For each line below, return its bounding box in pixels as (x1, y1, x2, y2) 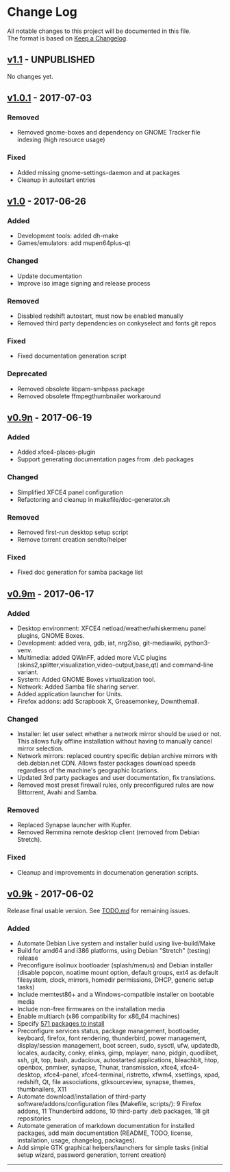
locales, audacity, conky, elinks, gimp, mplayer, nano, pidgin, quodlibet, (16, 1048, 218, 1057)
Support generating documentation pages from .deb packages (16, 455, 194, 463)
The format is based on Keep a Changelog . (7, 34, 128, 42)
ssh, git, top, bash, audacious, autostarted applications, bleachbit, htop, (16, 1055, 219, 1064)
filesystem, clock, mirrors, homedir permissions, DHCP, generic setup (16, 976, 214, 984)
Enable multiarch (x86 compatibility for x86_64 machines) (16, 1012, 180, 1020)
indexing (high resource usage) (16, 135, 105, 144)
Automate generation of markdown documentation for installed (16, 1121, 195, 1129)
